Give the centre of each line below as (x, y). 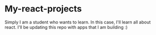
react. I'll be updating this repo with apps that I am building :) (66, 27)
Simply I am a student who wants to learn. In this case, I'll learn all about (78, 22)
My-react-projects (43, 9)
